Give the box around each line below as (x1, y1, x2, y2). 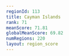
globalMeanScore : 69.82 (6, 30, 64, 36)
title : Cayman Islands (6, 14, 61, 20)
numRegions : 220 (6, 36, 45, 41)
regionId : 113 (6, 8, 41, 15)
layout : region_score (6, 41, 59, 47)
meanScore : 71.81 (6, 24, 48, 31)
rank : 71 (6, 19, 27, 25)
